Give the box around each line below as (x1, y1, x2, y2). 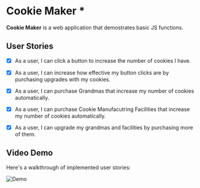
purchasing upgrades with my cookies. (14, 76, 110, 83)
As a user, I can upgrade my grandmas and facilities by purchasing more (14, 124, 193, 131)
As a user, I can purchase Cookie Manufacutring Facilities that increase (14, 106, 190, 113)
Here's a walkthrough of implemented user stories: (6, 164, 131, 171)
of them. (14, 131, 36, 138)
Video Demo (6, 148, 53, 158)
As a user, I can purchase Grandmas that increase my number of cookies (14, 87, 195, 94)
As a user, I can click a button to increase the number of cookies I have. (14, 57, 191, 64)
